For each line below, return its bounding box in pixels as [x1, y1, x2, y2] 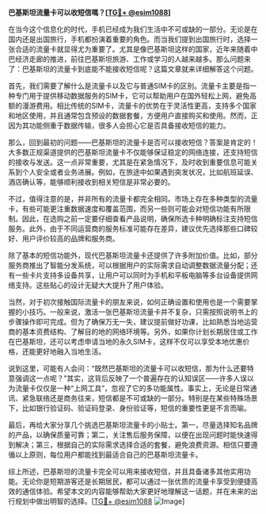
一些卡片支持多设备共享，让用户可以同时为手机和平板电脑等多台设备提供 [14, 270, 251, 280]
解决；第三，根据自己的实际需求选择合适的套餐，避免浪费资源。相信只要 [14, 440, 251, 449]
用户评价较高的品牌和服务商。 [21, 234, 120, 243]
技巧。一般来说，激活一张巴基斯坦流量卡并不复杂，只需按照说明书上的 [28, 307, 258, 316]
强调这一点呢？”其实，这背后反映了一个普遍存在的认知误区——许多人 [14, 374, 241, 383]
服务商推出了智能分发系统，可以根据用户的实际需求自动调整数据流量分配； [8, 261, 251, 270]
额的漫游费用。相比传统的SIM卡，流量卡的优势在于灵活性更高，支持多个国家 [8, 101, 257, 110]
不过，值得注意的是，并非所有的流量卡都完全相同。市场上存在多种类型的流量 [8, 194, 258, 203]
